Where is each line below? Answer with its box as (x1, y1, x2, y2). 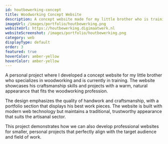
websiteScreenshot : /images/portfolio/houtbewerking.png (5, 30, 126, 35)
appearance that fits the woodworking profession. (5, 88, 108, 94)
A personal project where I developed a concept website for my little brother (5, 72, 162, 78)
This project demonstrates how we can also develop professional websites (5, 123, 159, 129)
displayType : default (5, 40, 50, 45)
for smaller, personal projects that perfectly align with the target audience (5, 128, 156, 135)
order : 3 (5, 44, 23, 49)
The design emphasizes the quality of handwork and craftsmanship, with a (5, 98, 159, 104)
